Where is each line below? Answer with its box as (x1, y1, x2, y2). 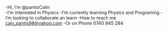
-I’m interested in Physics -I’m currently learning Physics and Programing (5, 9, 160, 15)
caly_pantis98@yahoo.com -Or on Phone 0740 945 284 (5, 20, 124, 26)
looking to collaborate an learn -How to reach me (12, 15, 117, 20)
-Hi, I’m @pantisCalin (5, 4, 50, 10)
